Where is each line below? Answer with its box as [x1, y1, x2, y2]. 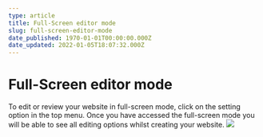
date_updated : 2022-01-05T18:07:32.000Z [8, 41, 145, 49]
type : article [8, 11, 56, 20]
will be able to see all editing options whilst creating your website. [8, 120, 225, 130]
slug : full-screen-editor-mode [8, 26, 113, 34]
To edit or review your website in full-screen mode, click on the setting [8, 102, 241, 112]
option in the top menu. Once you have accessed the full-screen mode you [8, 111, 255, 120]
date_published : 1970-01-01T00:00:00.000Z [8, 33, 152, 42]
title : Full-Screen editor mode [8, 19, 116, 27]
